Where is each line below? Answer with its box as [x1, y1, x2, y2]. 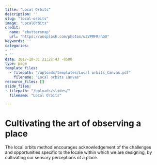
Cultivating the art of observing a [5, 118, 141, 129]
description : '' [5, 12, 38, 16]
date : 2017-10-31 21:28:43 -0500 [5, 57, 73, 62]
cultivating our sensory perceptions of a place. [5, 155, 98, 161]
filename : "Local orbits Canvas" [14, 75, 81, 80]
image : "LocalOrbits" [5, 20, 49, 26]
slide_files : [5, 83, 31, 89]
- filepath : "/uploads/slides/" [5, 88, 70, 93]
